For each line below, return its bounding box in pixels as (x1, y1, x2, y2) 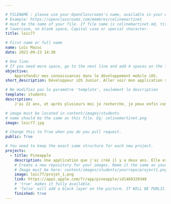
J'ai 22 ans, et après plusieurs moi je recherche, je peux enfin (14, 101, 158, 106)
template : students (5, 92, 47, 97)
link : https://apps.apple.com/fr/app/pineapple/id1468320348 (14, 177, 147, 182)
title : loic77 (5, 31, 36, 36)
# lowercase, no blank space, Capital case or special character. (5, 26, 149, 31)
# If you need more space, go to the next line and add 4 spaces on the (5, 63, 163, 69)
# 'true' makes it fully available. (14, 182, 93, 187)
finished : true (14, 191, 47, 196)
